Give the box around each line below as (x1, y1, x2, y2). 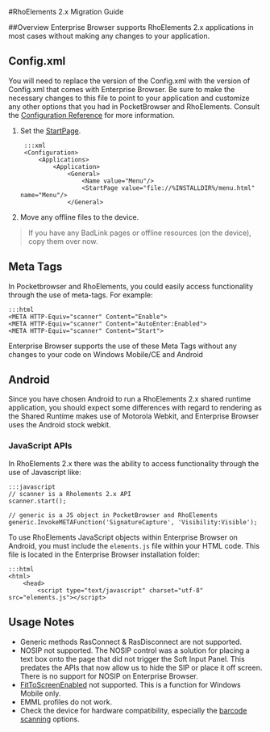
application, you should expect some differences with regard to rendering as (8, 403, 262, 413)
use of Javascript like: (8, 467, 82, 477)
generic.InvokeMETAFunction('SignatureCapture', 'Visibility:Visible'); (8, 518, 258, 526)
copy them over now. (27, 236, 98, 246)
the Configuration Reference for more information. (8, 110, 175, 120)
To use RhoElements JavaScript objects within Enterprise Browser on (8, 532, 238, 542)
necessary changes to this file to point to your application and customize (8, 93, 250, 103)
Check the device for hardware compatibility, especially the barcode (19, 705, 247, 715)
